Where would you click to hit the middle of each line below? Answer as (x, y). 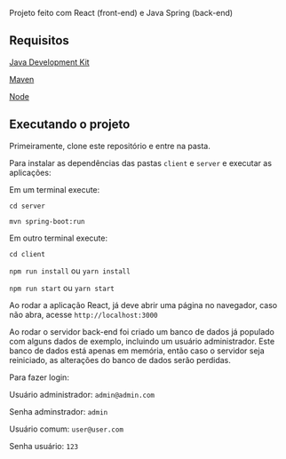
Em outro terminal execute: (59, 238)
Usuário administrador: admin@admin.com (82, 394)
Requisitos (39, 40)
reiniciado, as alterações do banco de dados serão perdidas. (120, 360)
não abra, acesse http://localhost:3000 (83, 314)
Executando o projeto (70, 125)
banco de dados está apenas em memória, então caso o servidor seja (137, 351)
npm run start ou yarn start (62, 288)
